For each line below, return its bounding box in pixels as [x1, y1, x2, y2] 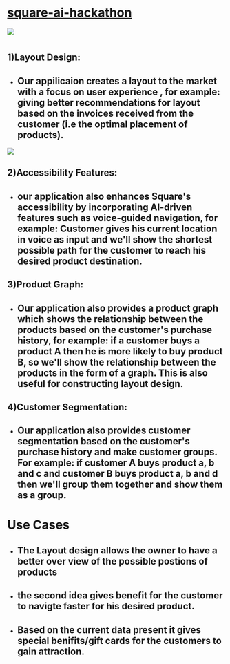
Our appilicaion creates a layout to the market [17, 75, 218, 87]
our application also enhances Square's [17, 190, 191, 202]
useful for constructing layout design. [17, 378, 184, 390]
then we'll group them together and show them [17, 479, 223, 491]
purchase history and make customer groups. [17, 446, 218, 458]
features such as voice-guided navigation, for [17, 212, 218, 224]
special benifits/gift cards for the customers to [17, 634, 222, 647]
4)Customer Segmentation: [7, 401, 127, 412]
